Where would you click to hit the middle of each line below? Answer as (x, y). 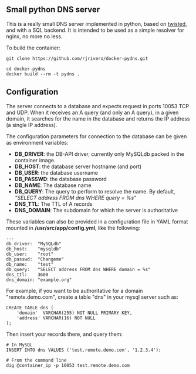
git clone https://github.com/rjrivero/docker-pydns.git (77, 58)
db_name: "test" (30, 264)
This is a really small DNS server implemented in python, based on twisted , (97, 24)
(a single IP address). (32, 125)
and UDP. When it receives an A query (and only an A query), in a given (92, 112)
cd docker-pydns (26, 69)
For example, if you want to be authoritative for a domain (75, 290)
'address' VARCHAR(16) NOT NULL (56, 318)
